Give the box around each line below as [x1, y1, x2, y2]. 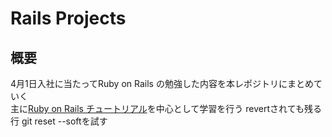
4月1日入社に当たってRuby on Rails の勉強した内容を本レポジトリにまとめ [10, 78, 314, 89]
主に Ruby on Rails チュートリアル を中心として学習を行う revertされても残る [10, 103, 322, 114]
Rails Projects [10, 7, 127, 30]
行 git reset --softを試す [10, 115, 108, 127]
